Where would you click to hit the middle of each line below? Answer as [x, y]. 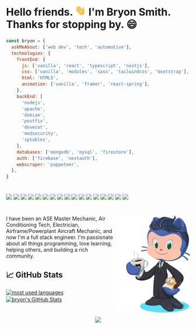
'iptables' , [36, 140]
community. [20, 256]
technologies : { [31, 53]
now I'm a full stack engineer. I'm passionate [60, 237]
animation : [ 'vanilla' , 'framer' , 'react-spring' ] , [85, 84]
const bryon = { [26, 41]
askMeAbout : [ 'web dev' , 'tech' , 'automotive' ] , [71, 47]
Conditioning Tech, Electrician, [43, 225]
